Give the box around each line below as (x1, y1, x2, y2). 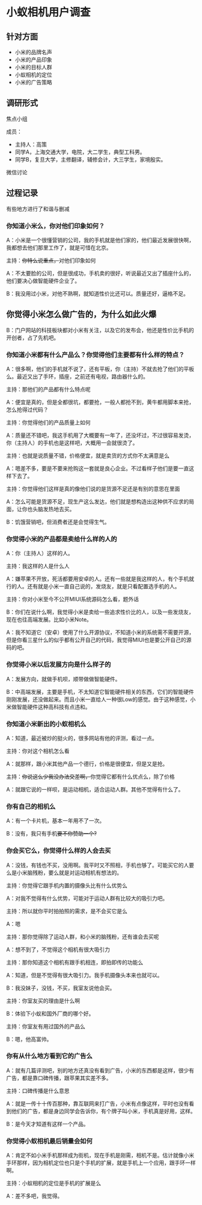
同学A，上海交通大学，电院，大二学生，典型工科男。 (14, 148, 145, 156)
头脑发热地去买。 (32, 506, 75, 513)
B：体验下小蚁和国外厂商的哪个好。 (6, 1010, 94, 1017)
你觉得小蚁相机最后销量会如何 (6, 1137, 93, 1145)
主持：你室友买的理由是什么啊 (6, 997, 80, 1004)
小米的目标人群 (14, 64, 52, 71)
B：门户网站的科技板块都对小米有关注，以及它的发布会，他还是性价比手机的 (6, 326, 194, 333)
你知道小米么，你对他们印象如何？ (6, 221, 105, 230)
